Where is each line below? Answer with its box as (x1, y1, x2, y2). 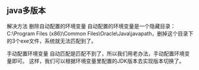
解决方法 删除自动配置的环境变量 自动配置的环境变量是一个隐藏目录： (7, 23, 176, 30)
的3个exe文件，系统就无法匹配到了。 (7, 37, 97, 44)
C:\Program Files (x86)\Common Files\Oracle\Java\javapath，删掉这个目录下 (7, 30, 194, 37)
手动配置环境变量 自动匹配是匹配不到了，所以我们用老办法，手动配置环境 (7, 50, 185, 57)
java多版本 (7, 5, 46, 16)
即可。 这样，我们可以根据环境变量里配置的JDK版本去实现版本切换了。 (11, 57, 185, 64)
